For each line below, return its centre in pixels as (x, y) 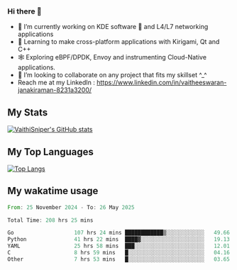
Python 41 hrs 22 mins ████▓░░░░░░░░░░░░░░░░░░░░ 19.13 (119, 240)
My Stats (28, 112)
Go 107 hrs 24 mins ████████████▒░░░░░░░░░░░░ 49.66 (119, 233)
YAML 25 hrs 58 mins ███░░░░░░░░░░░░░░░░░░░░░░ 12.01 (119, 246)
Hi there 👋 (25, 11)
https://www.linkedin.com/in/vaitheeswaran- (162, 83)
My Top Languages (51, 152)
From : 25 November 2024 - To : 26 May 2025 (71, 207)
